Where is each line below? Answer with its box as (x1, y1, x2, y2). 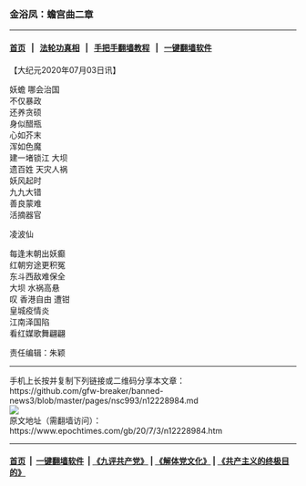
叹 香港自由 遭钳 (9, 294, 70, 305)
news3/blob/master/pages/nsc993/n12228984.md (9, 395, 199, 406)
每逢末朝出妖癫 (9, 248, 66, 259)
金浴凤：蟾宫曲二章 (9, 7, 94, 20)
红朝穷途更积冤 (9, 259, 66, 270)
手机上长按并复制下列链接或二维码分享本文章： (9, 375, 185, 386)
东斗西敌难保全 (9, 271, 66, 282)
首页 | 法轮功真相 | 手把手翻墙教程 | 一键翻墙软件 (9, 42, 212, 53)
